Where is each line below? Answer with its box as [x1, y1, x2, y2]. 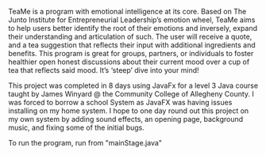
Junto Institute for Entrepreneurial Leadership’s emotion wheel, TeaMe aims [8, 15, 256, 25]
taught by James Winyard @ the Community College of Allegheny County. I [8, 89, 254, 98]
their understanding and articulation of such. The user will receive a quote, [8, 32, 253, 41]
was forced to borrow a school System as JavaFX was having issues [8, 98, 233, 107]
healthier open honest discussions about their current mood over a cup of [8, 57, 250, 66]
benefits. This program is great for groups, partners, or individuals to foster [8, 49, 254, 58]
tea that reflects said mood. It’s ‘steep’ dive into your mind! [8, 66, 200, 74]
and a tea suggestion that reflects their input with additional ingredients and [8, 40, 256, 50]
